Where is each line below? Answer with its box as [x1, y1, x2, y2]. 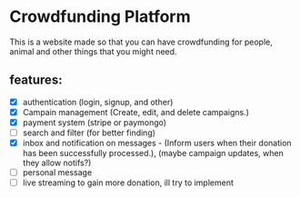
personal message [22, 167, 93, 178]
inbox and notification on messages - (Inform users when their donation [22, 138, 293, 148]
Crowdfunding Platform [9, 6, 191, 27]
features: [9, 73, 63, 88]
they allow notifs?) [22, 157, 92, 169]
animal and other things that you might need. [9, 45, 177, 56]
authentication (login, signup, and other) [22, 96, 174, 107]
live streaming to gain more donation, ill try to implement [22, 177, 235, 188]
